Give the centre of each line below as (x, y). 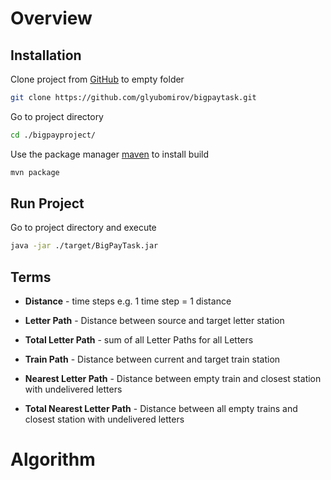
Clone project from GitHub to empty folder (97, 79)
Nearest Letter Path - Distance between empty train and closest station (173, 379)
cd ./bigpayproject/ (53, 135)
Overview (51, 18)
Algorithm (53, 459)
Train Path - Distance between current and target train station (152, 359)
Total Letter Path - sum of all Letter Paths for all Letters (139, 340)
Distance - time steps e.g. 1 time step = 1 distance (128, 301)
